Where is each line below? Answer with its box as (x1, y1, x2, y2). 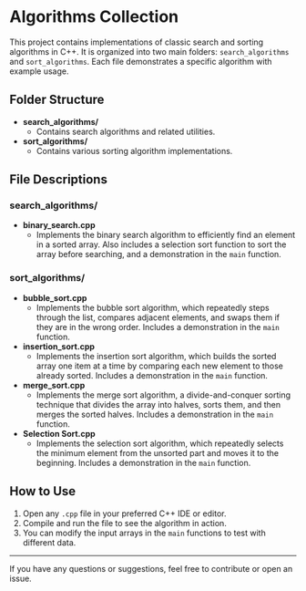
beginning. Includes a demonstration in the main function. (36, 457, 251, 468)
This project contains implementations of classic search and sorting (9, 36, 264, 47)
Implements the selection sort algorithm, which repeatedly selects (36, 438, 284, 449)
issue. (9, 573, 32, 584)
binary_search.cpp (22, 220, 96, 231)
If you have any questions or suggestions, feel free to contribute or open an (9, 563, 293, 574)
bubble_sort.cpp (22, 292, 87, 303)
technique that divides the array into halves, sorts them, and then (36, 399, 281, 410)
